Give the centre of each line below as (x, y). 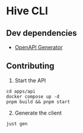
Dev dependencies (41, 33)
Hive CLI (27, 11)
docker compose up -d (33, 97)
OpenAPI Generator (39, 47)
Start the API (30, 80)
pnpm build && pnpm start (38, 102)
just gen (17, 123)
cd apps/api (21, 91)
